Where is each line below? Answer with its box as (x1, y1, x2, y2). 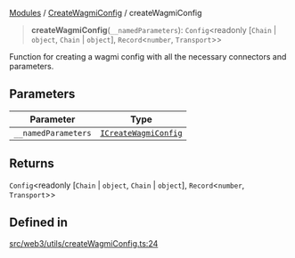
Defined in (9, 215, 69, 230)
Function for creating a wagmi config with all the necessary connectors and (9, 52, 287, 61)
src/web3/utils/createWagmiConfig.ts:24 (9, 238, 159, 249)
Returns (9, 156, 55, 172)
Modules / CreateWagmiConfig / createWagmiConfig (9, 8, 202, 18)
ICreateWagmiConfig (100, 128, 183, 138)
